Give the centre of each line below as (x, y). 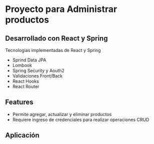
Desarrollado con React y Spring (56, 38)
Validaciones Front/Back (37, 76)
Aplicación (22, 135)
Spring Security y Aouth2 (38, 70)
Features (19, 102)
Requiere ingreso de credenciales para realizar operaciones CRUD (81, 119)
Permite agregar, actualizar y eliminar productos (62, 114)
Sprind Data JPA (29, 60)
